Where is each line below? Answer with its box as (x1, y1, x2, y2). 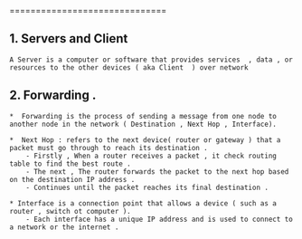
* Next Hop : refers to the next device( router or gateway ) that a (9, 135, 281, 145)
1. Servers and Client (9, 31, 128, 46)
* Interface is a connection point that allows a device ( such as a (9, 198, 278, 208)
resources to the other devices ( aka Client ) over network (9, 62, 249, 72)
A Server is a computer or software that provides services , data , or (9, 55, 294, 64)
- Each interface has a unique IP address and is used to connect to (25, 215, 294, 224)
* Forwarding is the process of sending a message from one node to (9, 111, 278, 120)
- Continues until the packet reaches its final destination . (25, 183, 269, 192)
